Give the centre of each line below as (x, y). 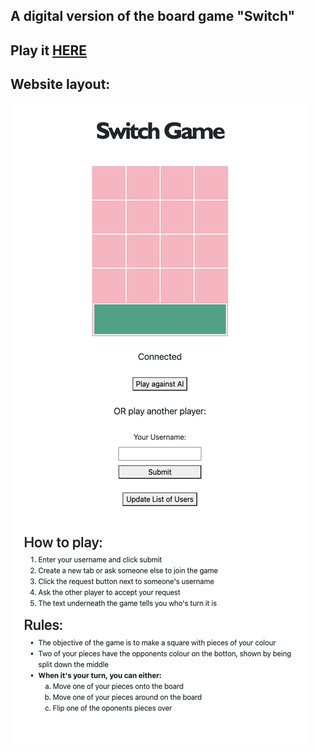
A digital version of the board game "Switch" (153, 16)
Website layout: (60, 84)
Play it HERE (49, 50)
